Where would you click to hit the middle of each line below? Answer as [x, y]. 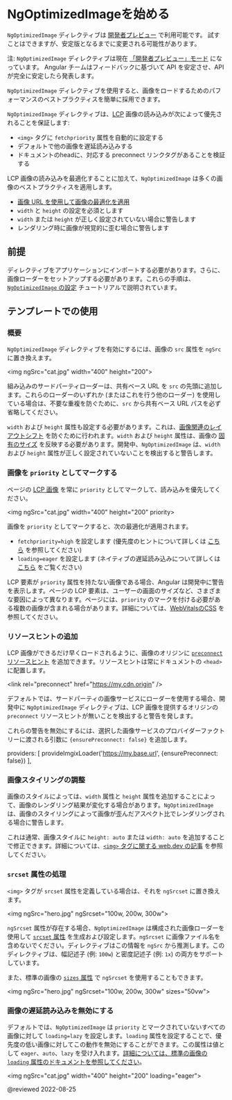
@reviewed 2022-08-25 [42, 1089]
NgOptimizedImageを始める [89, 14]
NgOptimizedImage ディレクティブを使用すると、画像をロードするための [108, 90]
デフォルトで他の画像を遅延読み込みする [75, 146]
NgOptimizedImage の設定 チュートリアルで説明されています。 [94, 287]
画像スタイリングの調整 [46, 779]
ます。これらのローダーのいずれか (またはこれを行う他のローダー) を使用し [114, 395]
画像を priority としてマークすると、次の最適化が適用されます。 [100, 526]
